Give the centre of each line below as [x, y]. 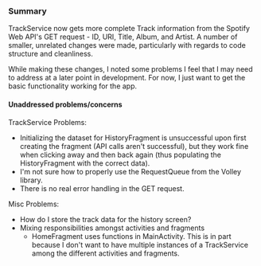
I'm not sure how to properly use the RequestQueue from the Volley [130, 171]
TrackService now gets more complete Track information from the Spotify [129, 29]
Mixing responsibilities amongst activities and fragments [112, 228]
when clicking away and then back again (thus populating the [120, 155]
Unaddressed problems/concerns [65, 104]
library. [31, 180]
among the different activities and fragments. [106, 253]
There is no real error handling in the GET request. [102, 188]
